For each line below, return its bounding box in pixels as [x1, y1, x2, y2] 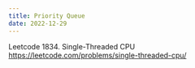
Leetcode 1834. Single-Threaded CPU [8, 41, 136, 51]
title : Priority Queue [8, 11, 85, 20]
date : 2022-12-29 [8, 19, 67, 28]
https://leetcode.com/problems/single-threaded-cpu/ [8, 50, 187, 60]
